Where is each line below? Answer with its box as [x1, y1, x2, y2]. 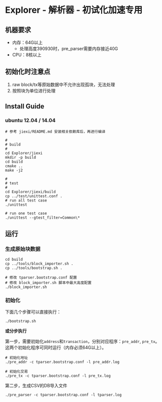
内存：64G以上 [12, 40, 43, 45]
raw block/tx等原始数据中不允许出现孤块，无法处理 [12, 82, 115, 87]
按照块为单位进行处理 [12, 87, 55, 93]
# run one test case [5, 211, 48, 216]
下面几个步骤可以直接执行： [5, 309, 61, 315]
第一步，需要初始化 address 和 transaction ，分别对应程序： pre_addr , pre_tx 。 [5, 339, 160, 345]
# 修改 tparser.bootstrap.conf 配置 [5, 275, 77, 280]
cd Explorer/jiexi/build [5, 189, 56, 194]
